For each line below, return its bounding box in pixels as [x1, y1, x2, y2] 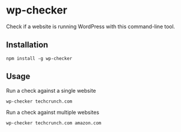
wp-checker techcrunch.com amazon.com [6, 120, 101, 126]
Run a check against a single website [6, 87, 96, 94]
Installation [6, 40, 48, 50]
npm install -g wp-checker [6, 55, 73, 62]
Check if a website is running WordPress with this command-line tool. [6, 23, 175, 30]
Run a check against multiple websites [6, 109, 100, 116]
